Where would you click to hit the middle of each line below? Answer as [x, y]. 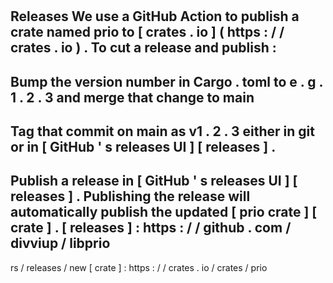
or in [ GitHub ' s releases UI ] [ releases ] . [143, 146]
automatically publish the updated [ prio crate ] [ [164, 212]
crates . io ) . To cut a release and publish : [143, 48]
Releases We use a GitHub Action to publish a [155, 16]
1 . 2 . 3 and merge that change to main [132, 97]
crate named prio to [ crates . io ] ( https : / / [147, 32]
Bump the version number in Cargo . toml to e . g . [166, 81]
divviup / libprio [60, 243]
